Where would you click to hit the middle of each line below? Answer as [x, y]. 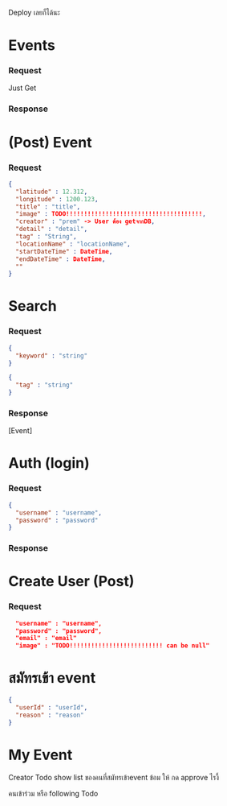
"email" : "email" [47, 639]
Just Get [22, 88]
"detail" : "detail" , [52, 229]
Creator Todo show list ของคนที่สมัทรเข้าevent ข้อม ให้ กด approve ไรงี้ [113, 777]
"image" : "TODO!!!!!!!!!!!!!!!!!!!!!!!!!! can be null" [113, 646]
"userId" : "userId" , [52, 708]
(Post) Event [50, 142]
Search [33, 306]
